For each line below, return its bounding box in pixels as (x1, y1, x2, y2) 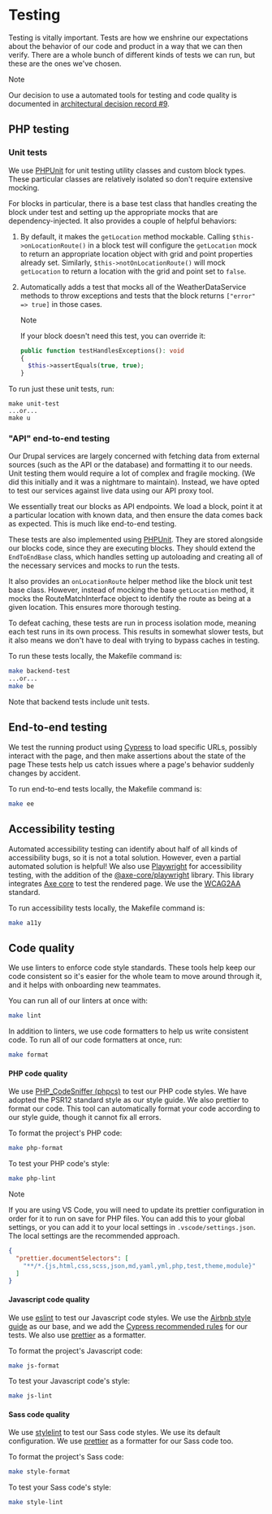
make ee (8, 800, 35, 808)
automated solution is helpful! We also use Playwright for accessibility (8, 861, 242, 871)
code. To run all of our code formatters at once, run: (8, 1035, 183, 1045)
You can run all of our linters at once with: (8, 996, 149, 1006)
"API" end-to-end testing (8, 433, 110, 445)
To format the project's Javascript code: (8, 1345, 143, 1355)
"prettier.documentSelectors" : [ (15, 1254, 129, 1262)
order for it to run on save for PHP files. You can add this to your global (8, 1213, 245, 1223)
